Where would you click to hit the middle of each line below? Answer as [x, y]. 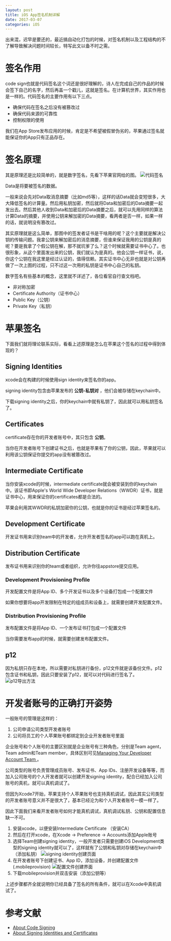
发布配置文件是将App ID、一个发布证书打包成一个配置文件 [66, 628]
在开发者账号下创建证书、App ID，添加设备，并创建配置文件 [76, 861]
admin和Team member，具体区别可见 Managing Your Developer [85, 753]
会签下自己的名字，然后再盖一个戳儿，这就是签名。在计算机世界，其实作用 [83, 90]
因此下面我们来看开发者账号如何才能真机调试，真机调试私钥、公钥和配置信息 [85, 811]
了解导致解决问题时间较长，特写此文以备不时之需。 [59, 46]
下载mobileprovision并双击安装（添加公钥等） [61, 873]
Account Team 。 [23, 759]
